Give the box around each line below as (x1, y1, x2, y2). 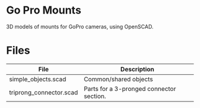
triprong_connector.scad (9, 88, 79, 96)
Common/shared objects (83, 75, 154, 83)
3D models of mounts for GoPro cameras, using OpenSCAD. (6, 23, 154, 30)
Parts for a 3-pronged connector (83, 84, 176, 93)
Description (120, 65, 155, 73)
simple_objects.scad (9, 75, 67, 83)
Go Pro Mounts (6, 4, 82, 17)
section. (83, 92, 106, 100)
